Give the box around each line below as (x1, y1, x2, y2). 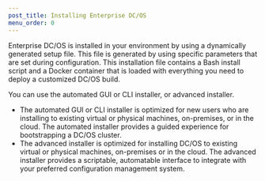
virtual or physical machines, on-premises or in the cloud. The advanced (19, 147, 257, 156)
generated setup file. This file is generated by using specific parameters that (8, 49, 258, 58)
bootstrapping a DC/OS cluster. (19, 130, 122, 139)
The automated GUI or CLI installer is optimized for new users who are (19, 104, 249, 115)
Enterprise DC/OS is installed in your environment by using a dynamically (8, 40, 247, 50)
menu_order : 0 (8, 19, 55, 27)
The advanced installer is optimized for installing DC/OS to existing (19, 138, 238, 148)
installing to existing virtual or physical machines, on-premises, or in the (19, 113, 255, 123)
